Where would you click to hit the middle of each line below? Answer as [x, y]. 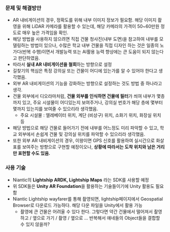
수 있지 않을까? [35, 224]
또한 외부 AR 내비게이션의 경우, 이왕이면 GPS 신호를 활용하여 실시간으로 [83, 141]
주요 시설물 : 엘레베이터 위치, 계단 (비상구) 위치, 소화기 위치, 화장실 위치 [91, 115]
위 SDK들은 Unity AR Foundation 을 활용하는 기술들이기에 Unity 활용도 [83, 186]
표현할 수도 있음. [34, 153]
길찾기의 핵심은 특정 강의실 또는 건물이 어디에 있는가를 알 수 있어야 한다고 [85, 71]
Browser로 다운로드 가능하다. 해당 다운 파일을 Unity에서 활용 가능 [78, 205]
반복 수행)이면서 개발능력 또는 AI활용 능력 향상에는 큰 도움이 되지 [87, 52]
